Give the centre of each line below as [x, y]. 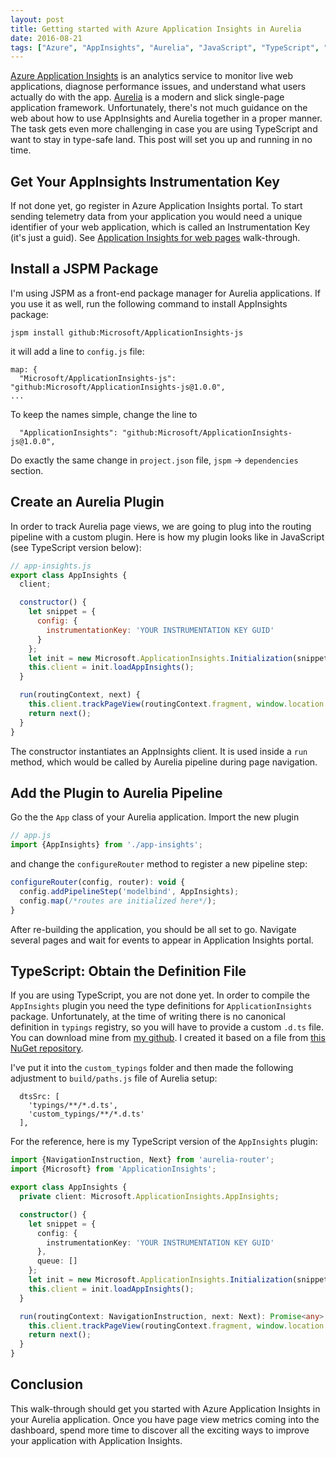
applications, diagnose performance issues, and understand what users [158, 87]
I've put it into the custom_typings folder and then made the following [152, 1068]
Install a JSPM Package [84, 269]
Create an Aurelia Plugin [87, 502]
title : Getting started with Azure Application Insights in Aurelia [156, 29]
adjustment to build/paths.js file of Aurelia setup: [114, 1078]
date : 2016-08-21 [46, 38]
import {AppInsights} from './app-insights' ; [106, 845]
